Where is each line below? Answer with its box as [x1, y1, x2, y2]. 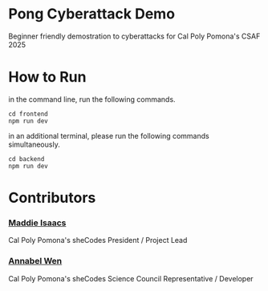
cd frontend [8, 110, 48, 118]
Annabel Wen [8, 256, 63, 267]
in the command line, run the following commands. [8, 94, 176, 104]
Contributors [8, 189, 96, 207]
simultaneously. [8, 139, 60, 149]
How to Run [8, 68, 87, 87]
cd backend [8, 155, 45, 163]
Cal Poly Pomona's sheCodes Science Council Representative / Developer [8, 273, 254, 283]
